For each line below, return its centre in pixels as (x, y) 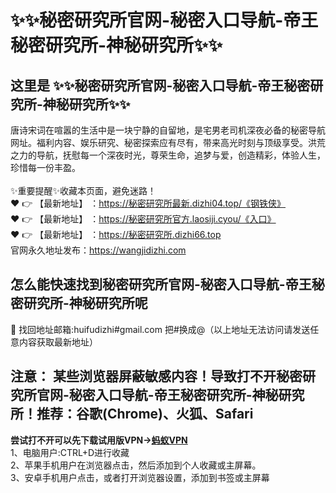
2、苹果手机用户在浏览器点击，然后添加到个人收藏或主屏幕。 (136, 465)
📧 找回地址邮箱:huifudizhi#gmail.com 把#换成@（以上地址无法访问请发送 (160, 329)
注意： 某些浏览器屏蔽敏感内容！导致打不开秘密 (156, 376)
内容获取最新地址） (58, 342)
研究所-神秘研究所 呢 (85, 303)
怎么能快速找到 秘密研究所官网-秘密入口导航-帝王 (161, 284)
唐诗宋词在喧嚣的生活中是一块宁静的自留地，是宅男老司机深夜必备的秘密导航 (168, 130)
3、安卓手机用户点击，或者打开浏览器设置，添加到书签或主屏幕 (140, 477)
